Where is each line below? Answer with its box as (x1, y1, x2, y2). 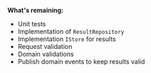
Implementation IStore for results (17, 35, 116, 43)
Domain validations (17, 50, 74, 58)
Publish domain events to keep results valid (17, 57, 145, 66)
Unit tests (17, 20, 46, 28)
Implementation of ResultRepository (17, 28, 125, 35)
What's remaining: (7, 6, 64, 14)
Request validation (17, 43, 73, 50)
